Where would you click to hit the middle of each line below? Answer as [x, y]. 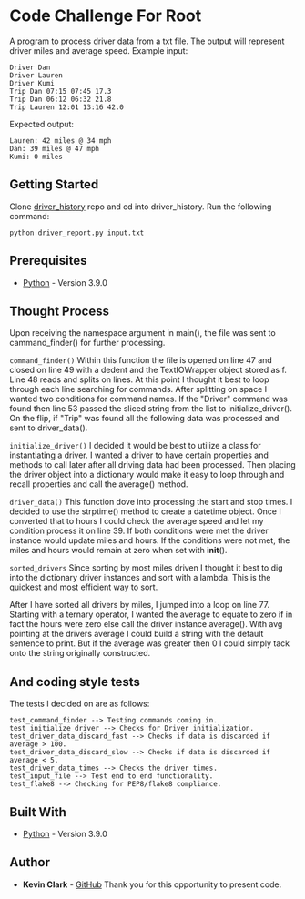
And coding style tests [75, 682]
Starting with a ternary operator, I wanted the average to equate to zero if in [151, 614]
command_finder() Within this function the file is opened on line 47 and [141, 360]
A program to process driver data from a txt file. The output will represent [147, 41]
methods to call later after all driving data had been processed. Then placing [152, 465]
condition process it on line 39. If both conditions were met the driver [139, 531]
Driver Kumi [32, 83]
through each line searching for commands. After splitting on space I [138, 389]
